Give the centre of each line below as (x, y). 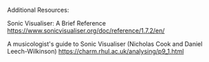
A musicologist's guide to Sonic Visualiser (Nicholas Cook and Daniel (105, 44)
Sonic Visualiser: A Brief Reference (57, 23)
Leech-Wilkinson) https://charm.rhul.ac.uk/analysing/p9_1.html (96, 51)
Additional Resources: (38, 10)
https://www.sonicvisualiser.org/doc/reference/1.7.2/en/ (86, 31)
